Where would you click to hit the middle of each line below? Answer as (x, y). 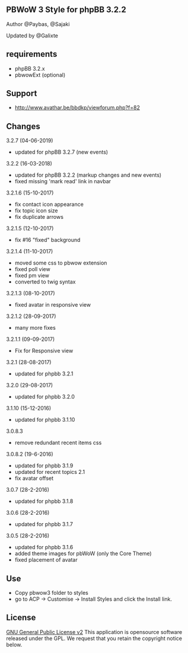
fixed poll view (32, 269)
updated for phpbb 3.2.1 (44, 374)
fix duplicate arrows (39, 217)
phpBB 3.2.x (30, 68)
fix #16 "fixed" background (47, 240)
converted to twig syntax (45, 282)
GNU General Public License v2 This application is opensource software (94, 632)
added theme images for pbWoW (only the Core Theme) (83, 553)
